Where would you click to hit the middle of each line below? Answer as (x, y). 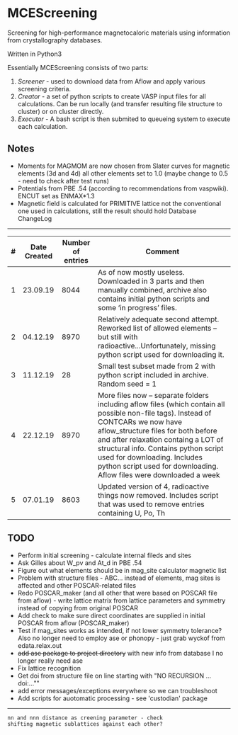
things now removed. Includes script (158, 495)
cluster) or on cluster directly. (61, 111)
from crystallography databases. (55, 40)
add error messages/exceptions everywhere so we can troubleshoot (117, 690)
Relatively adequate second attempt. (159, 319)
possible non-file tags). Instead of (155, 413)
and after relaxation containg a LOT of (161, 439)
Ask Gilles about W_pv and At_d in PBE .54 (80, 563)
